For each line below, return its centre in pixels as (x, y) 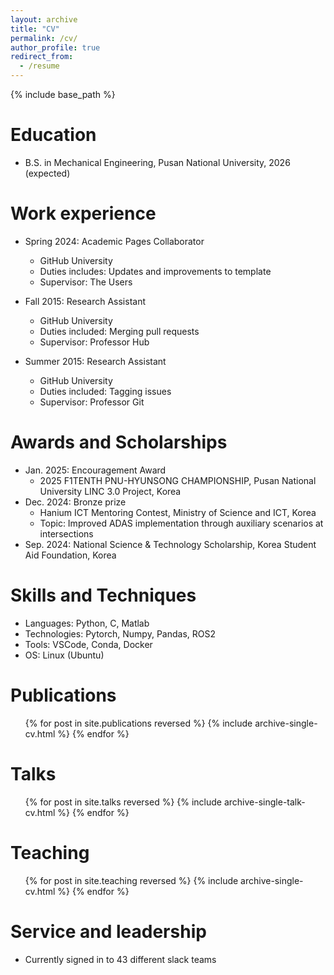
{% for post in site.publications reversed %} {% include (138, 723)
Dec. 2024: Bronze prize (75, 502)
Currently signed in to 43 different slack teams (120, 959)
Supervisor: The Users (86, 282)
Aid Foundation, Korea (70, 555)
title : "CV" (35, 29)
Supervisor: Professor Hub (94, 342)
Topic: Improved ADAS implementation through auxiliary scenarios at (181, 523)
